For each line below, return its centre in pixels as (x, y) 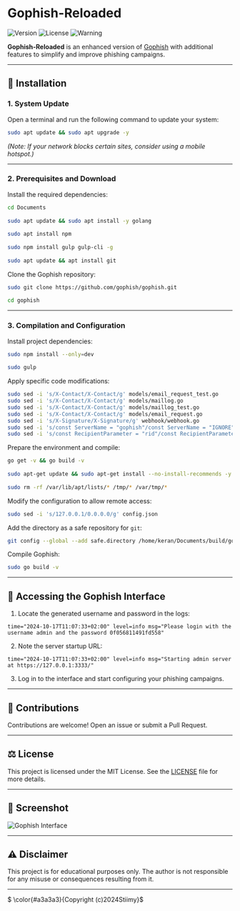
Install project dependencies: (50, 341)
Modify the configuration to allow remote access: (80, 500)
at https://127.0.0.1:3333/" (51, 665)
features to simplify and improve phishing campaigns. (86, 54)
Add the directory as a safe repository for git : (75, 528)
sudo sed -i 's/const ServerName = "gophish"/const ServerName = (106, 427)
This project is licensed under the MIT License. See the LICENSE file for (113, 771)
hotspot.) (21, 153)
